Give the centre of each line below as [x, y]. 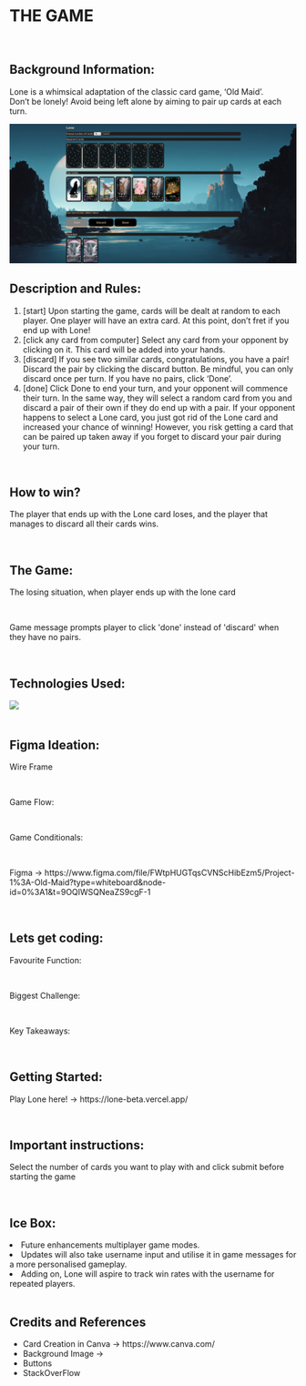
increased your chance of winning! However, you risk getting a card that [158, 427]
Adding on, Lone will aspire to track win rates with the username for [148, 1274]
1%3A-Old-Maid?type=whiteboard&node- [88, 882]
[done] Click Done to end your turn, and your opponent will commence [155, 388]
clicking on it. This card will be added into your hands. [124, 349]
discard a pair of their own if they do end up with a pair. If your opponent [159, 407]
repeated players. [42, 1284]
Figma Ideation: [55, 744]
